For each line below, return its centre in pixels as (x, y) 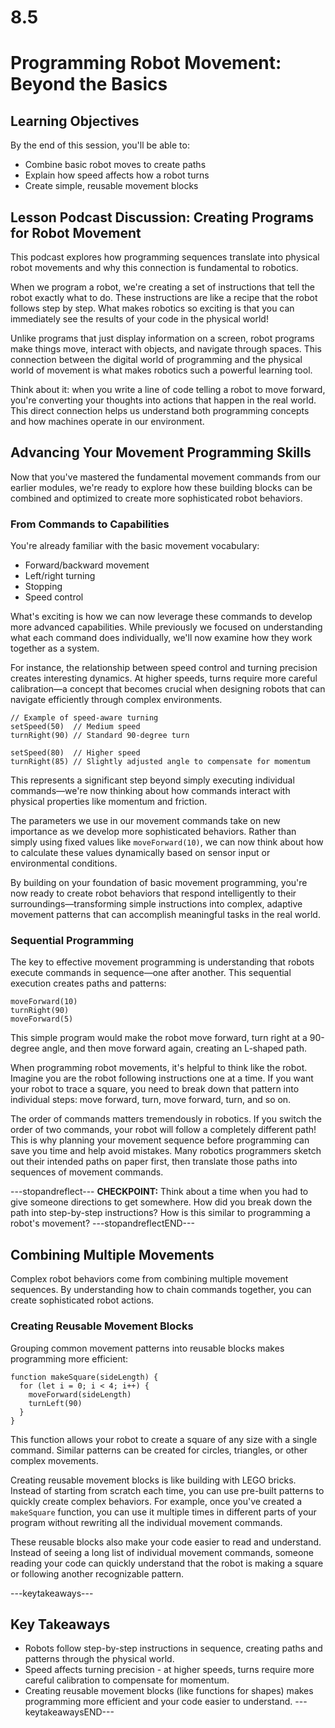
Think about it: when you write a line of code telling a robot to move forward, (168, 389)
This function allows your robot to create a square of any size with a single (164, 1439)
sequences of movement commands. (87, 1172)
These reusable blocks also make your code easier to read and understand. (166, 1542)
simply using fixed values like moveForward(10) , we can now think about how (167, 842)
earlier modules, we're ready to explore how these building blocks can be (161, 487)
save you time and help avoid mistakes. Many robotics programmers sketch (166, 1151)
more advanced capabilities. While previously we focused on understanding (166, 627)
